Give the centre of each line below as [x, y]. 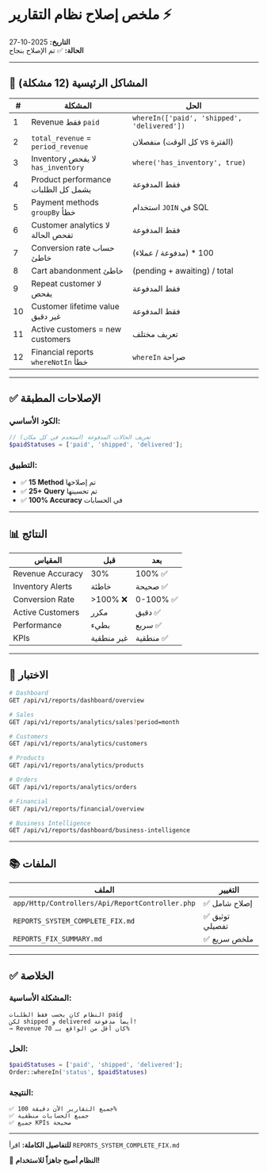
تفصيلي [216, 926]
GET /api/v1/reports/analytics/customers [78, 744]
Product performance [71, 179]
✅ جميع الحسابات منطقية [49, 1116]
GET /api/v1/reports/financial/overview [77, 809]
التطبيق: [23, 466]
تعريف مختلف [156, 334]
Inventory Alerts [43, 587]
